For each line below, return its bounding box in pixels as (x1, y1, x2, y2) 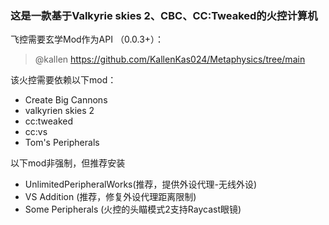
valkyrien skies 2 (24, 105, 95, 117)
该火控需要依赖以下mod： (10, 74, 117, 86)
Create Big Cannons (24, 94, 108, 106)
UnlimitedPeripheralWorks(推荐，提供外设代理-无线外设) (24, 178, 258, 191)
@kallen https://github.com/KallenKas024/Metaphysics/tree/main (34, 53, 306, 66)
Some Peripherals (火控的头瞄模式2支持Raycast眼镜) (24, 203, 242, 216)
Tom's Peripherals (24, 137, 100, 149)
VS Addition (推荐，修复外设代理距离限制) (24, 191, 197, 203)
